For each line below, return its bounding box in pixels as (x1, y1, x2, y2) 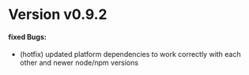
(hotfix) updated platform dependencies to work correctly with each (19, 50, 241, 59)
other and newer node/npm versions (19, 58, 139, 68)
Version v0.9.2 (8, 6, 108, 24)
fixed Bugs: (8, 32, 47, 41)
